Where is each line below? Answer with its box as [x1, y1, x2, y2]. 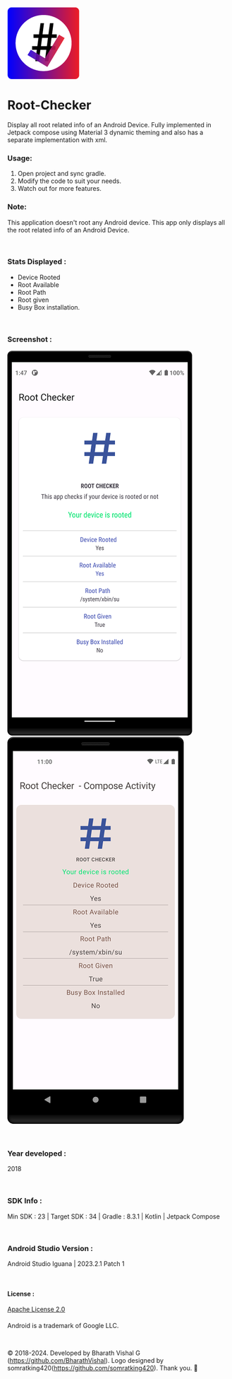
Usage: [7, 153, 33, 163]
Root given [17, 295, 49, 304]
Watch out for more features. [17, 184, 102, 193]
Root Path [17, 288, 47, 296]
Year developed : [7, 1149, 67, 1158]
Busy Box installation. [17, 303, 80, 311]
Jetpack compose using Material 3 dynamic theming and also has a [7, 128, 204, 136]
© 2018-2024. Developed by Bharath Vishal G [7, 1349, 141, 1357]
